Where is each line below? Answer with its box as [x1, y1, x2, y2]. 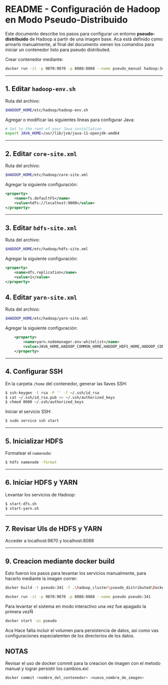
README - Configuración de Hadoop [5, 4, 160, 15]
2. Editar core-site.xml [5, 149, 77, 158]
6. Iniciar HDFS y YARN [5, 478, 78, 487]
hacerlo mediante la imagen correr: [5, 575, 77, 581]
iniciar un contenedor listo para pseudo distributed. [5, 47, 111, 53]
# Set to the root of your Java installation [5, 126, 101, 131]
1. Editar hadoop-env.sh [5, 85, 76, 93]
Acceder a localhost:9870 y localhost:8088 [5, 538, 94, 544]
